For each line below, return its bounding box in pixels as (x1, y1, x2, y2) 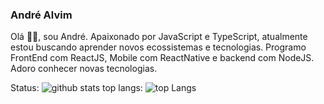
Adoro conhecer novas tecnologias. (10, 63, 158, 75)
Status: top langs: (10, 82, 143, 94)
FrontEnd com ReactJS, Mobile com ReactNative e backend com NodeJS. (10, 52, 315, 64)
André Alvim (10, 8, 73, 22)
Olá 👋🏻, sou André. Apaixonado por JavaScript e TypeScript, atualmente (10, 31, 308, 43)
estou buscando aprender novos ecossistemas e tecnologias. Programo (10, 41, 307, 53)
